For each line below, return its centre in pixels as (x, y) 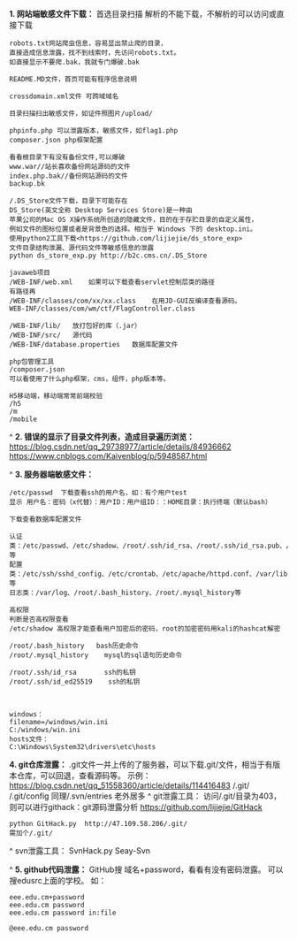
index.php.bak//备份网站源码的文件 (69, 176)
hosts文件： (29, 739)
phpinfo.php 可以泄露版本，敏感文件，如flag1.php (94, 131)
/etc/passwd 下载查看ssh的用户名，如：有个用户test (98, 493)
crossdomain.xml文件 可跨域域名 (64, 96)
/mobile (23, 419)
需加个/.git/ (31, 833)
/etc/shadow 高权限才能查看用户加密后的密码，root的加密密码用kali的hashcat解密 (145, 629)
